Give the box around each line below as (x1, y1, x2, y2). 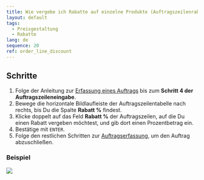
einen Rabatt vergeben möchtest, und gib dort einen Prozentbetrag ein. (15, 119, 194, 126)
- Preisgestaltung (12, 25, 59, 32)
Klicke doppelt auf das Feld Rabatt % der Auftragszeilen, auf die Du (15, 113, 185, 120)
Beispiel (6, 153, 31, 162)
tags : (6, 20, 20, 26)
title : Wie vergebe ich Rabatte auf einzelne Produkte (6, 8, 148, 15)
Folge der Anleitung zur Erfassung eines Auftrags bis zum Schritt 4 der (15, 87, 194, 94)
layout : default (6, 15, 47, 21)
